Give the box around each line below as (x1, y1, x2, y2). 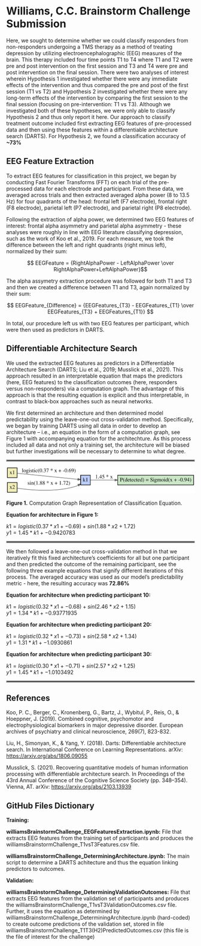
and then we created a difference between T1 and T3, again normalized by (6, 283, 190, 291)
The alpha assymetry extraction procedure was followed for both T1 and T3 (6, 277, 193, 285)
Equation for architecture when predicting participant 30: (6, 650, 152, 658)
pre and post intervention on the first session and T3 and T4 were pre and (6, 62, 188, 70)
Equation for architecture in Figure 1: (6, 511, 99, 518)
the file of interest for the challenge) (6, 933, 95, 941)
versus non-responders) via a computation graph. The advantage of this (6, 385, 184, 392)
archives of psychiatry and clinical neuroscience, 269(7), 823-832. (6, 728, 172, 735)
